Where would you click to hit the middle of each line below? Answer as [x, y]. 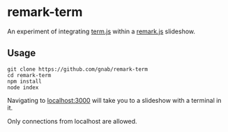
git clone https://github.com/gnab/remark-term [78, 69]
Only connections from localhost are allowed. [72, 121]
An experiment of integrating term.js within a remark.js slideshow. [101, 31]
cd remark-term [29, 75]
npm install [24, 81]
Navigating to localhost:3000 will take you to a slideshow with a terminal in [114, 100]
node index [23, 88]
